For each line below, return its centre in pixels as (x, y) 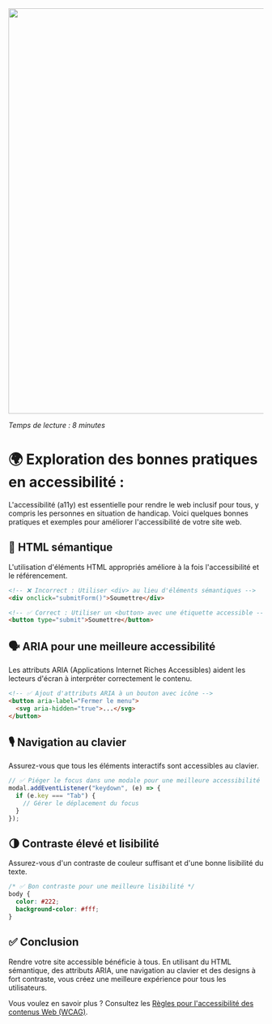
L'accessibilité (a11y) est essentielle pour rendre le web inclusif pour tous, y (134, 504)
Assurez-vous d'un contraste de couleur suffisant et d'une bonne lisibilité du (136, 863)
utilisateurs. (28, 988)
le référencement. (38, 576)
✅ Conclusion (44, 943)
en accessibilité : (66, 482)
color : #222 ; (38, 902)
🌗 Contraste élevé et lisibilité (84, 844)
